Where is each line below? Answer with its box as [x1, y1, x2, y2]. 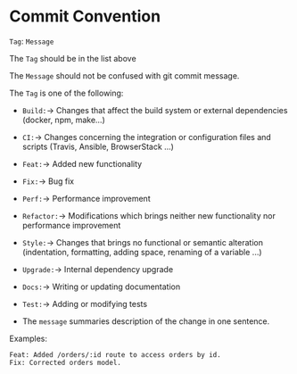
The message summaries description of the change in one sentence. [21, 315, 270, 327]
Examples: [9, 333, 47, 344]
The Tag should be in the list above [9, 53, 136, 63]
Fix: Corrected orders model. [9, 358, 122, 367]
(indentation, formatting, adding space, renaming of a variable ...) [21, 246, 262, 257]
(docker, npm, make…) [21, 114, 105, 125]
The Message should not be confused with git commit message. [9, 70, 240, 81]
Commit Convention [9, 6, 161, 27]
